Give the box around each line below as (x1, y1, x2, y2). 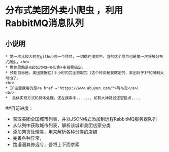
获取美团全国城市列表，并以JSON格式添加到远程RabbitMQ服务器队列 (12, 116, 157, 122)
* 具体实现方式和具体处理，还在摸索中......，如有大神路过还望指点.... (5, 95, 141, 100)
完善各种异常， (12, 135, 44, 141)
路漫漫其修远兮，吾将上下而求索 (12, 141, 80, 147)
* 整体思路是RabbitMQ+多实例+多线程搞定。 (5, 65, 86, 70)
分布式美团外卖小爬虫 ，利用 (5, 5, 123, 16)
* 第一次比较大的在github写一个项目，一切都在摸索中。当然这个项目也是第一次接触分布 (5, 54, 163, 59)
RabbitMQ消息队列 (5, 17, 84, 29)
